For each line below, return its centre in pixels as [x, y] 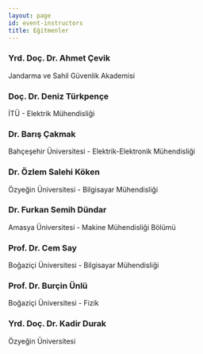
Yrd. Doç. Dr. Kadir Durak [57, 324]
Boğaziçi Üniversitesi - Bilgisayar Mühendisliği [84, 265]
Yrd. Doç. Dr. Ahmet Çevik [59, 58]
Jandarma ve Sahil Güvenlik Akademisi [72, 76]
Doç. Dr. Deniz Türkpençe [59, 96]
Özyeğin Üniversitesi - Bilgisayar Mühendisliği [83, 189]
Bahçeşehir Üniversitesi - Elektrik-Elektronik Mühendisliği [102, 151]
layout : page [30, 16]
